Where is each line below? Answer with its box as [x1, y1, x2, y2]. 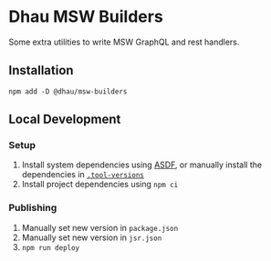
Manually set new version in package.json [21, 222, 179, 233]
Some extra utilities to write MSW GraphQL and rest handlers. [8, 36, 240, 47]
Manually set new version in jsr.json [21, 232, 162, 243]
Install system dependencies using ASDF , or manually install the [21, 159, 262, 170]
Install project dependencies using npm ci [21, 179, 179, 190]
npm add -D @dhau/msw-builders [8, 86, 128, 96]
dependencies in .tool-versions [21, 169, 145, 180]
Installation [8, 63, 74, 78]
